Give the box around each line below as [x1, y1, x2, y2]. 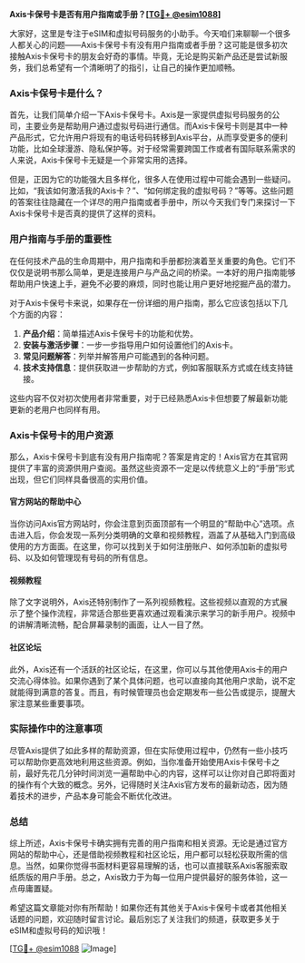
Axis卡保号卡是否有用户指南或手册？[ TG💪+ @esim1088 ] [9, 9, 221, 19]
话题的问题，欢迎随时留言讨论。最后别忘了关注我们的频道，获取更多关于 [9, 914, 280, 925]
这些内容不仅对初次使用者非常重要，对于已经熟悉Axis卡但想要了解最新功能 [9, 392, 289, 403]
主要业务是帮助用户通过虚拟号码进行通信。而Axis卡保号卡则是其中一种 [25, 121, 289, 132]
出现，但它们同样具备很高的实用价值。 [9, 474, 152, 485]
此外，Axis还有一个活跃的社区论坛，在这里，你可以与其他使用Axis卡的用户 [9, 663, 289, 674]
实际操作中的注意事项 [9, 722, 103, 735]
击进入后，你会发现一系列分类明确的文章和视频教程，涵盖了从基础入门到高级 [9, 530, 296, 541]
